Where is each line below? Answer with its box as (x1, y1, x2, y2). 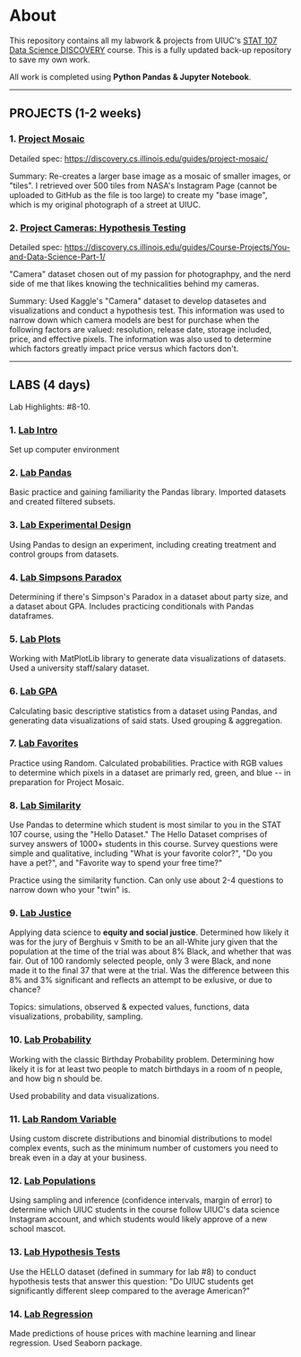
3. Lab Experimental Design (9, 519, 132, 532)
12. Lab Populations (9, 1174, 96, 1187)
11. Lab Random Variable (9, 1112, 117, 1125)
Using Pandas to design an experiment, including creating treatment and (9, 539, 277, 549)
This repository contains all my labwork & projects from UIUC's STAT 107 (9, 35, 278, 46)
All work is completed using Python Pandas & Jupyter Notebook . (9, 71, 252, 82)
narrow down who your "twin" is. (9, 885, 131, 895)
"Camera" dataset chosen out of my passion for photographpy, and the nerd (9, 268, 291, 279)
